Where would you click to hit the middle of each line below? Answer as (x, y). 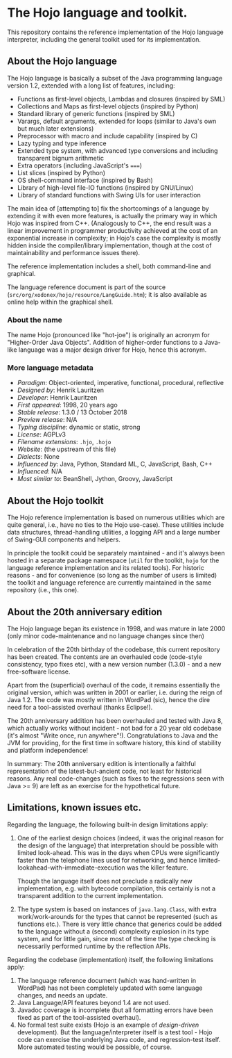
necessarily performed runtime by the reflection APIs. (94, 946)
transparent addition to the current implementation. (90, 895)
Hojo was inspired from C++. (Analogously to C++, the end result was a (109, 223)
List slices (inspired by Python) (61, 172)
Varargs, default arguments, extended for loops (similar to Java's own (117, 121)
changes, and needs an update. (62, 995)
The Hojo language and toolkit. (97, 13)
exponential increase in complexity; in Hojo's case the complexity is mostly (114, 238)
